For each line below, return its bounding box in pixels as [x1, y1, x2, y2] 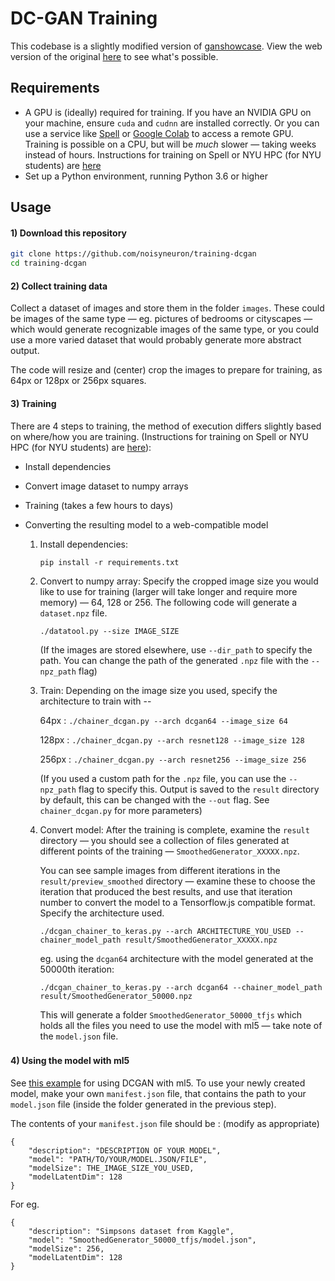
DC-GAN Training [10, 7, 158, 30]
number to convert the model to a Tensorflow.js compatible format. [39, 896, 316, 908]
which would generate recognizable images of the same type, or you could [10, 323, 320, 336]
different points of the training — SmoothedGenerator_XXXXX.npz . [39, 845, 300, 857]
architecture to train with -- [39, 695, 152, 707]
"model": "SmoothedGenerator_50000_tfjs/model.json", [28, 1235, 257, 1246]
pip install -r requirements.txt [39, 557, 180, 567]
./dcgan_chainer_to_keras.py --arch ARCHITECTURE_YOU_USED [39, 926, 292, 936]
